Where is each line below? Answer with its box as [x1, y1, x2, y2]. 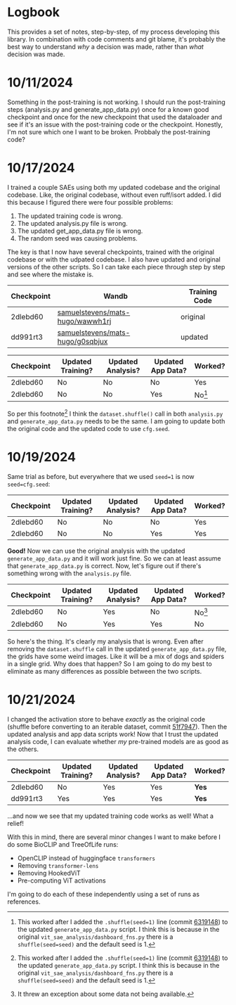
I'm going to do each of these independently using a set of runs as [7, 890, 200, 898]
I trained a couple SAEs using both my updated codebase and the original [7, 183, 221, 191]
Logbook [7, 4, 60, 20]
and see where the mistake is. [7, 270, 94, 279]
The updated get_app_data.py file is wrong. [17, 226, 143, 235]
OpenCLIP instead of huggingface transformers [17, 854, 156, 862]
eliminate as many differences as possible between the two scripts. [7, 667, 202, 676]
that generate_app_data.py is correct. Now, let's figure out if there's [7, 561, 202, 570]
